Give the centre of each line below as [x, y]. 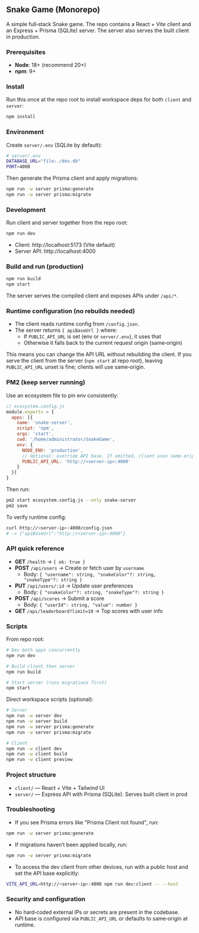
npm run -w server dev [34, 716]
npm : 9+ [25, 71]
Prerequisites [26, 52]
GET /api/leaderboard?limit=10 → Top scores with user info [89, 611]
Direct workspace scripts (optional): [50, 699]
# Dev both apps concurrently [44, 650]
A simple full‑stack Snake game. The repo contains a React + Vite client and [99, 24]
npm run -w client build [37, 754]
